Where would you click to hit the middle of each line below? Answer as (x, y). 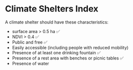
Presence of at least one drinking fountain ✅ (56, 52)
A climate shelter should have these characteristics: (57, 22)
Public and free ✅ (30, 42)
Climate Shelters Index (52, 9)
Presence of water (31, 63)
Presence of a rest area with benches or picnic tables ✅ (68, 58)
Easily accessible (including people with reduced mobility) (70, 47)
